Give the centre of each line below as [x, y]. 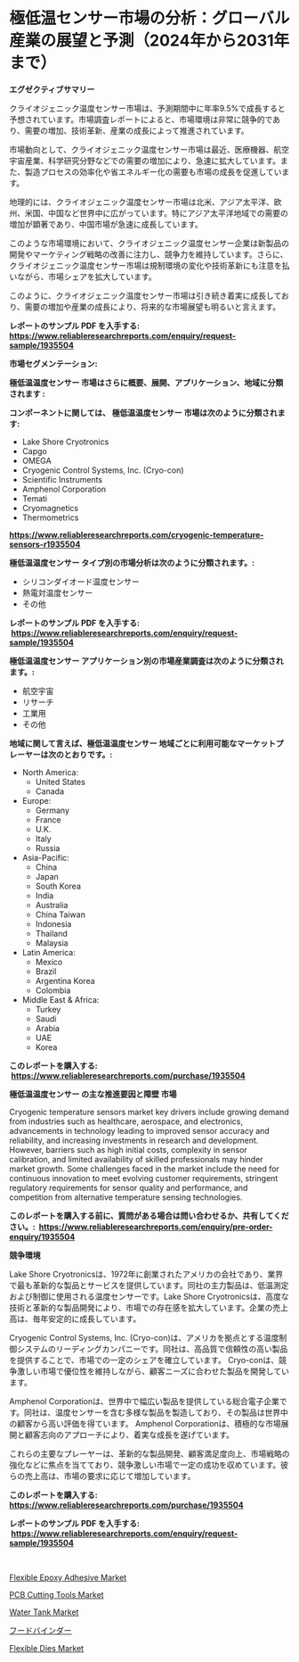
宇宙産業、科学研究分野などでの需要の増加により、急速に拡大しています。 [145, 161]
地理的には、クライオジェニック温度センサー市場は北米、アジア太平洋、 [141, 202]
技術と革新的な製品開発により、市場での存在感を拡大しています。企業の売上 [149, 1307]
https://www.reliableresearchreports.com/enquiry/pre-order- [156, 1227]
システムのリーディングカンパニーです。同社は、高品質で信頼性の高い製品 [152, 1349]
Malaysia [52, 943]
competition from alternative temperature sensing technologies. [126, 1197]
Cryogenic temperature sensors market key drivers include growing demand [149, 1112]
